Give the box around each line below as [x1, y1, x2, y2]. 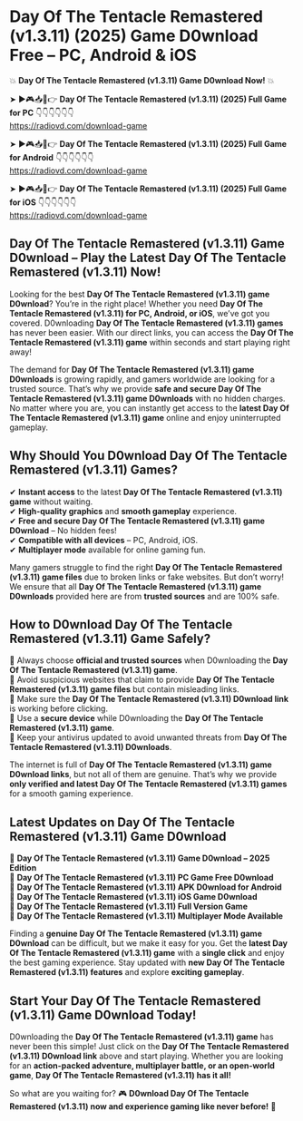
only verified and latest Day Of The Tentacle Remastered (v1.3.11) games [9, 778, 288, 790]
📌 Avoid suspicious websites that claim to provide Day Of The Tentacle [9, 674, 275, 686]
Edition [9, 863, 37, 873]
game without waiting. [9, 496, 93, 507]
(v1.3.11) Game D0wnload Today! [9, 1007, 197, 1022]
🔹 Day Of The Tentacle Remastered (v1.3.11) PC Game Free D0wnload [9, 872, 274, 883]
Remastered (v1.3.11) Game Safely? [9, 630, 211, 646]
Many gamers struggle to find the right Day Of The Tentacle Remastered [9, 561, 283, 572]
